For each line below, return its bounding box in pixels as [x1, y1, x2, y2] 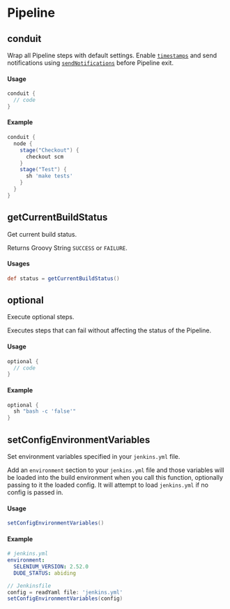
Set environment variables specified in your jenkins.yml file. [7, 452, 181, 460]
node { [13, 140, 33, 147]
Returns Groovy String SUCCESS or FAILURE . [7, 243, 128, 252]
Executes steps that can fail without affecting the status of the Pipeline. [7, 326, 211, 335]
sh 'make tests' [25, 173, 73, 179]
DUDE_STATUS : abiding [13, 569, 77, 577]
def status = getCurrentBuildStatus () [7, 274, 120, 282]
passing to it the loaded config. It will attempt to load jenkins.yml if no [7, 480, 209, 489]
